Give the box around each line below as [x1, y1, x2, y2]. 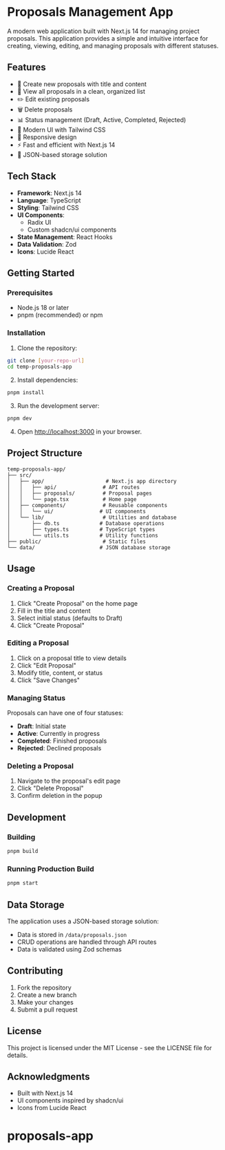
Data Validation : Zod [17, 240, 77, 248]
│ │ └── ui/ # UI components [7, 508, 147, 515]
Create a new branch [17, 990, 77, 999]
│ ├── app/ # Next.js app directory [7, 478, 177, 484]
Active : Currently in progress [17, 730, 100, 738]
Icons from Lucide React [17, 1104, 87, 1112]
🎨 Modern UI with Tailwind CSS [17, 125, 106, 134]
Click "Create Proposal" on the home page [17, 599, 138, 607]
